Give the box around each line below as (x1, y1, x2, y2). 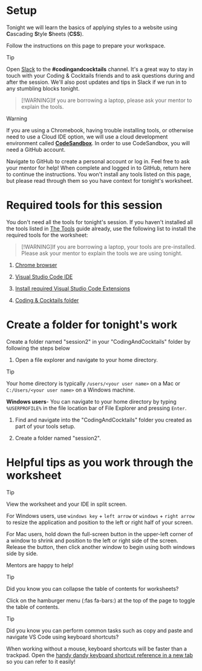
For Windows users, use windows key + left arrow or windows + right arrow (6, 512, 195, 519)
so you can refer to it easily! (6, 658, 76, 665)
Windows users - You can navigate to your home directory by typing (6, 398, 177, 405)
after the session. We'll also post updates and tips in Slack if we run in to (6, 78, 187, 86)
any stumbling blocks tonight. (6, 84, 80, 92)
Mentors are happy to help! (6, 561, 74, 568)
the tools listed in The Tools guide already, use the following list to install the (6, 225, 197, 232)
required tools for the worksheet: (6, 231, 88, 239)
